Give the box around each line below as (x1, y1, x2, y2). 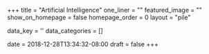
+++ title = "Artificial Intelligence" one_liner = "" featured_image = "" (7, 6, 203, 14)
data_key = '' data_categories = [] (7, 27, 104, 35)
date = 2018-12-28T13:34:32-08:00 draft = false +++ (7, 40, 159, 48)
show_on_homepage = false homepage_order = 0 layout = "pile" (7, 13, 191, 21)
